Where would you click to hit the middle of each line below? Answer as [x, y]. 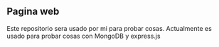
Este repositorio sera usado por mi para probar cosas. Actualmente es [109, 28]
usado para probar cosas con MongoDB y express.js [84, 36]
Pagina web [33, 12]
